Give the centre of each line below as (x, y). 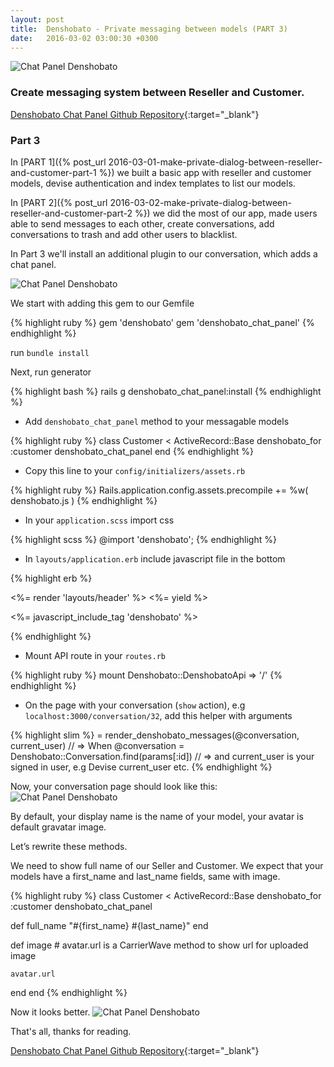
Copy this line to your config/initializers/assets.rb (135, 470)
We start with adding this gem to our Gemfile (102, 303)
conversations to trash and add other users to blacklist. (124, 234)
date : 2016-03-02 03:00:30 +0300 (84, 38)
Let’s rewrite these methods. (69, 846)
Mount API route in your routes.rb (95, 655)
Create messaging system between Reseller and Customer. (157, 93)
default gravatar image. (58, 827)
